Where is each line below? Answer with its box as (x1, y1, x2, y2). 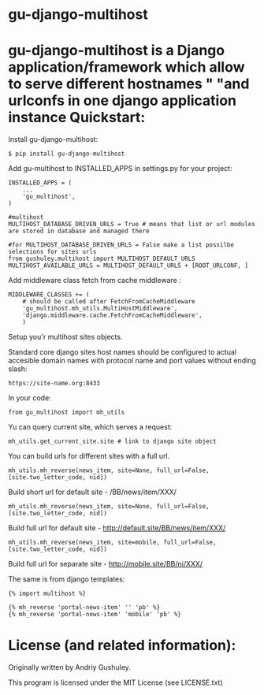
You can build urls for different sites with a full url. (8, 452, 170, 461)
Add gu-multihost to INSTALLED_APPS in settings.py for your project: (8, 164, 232, 173)
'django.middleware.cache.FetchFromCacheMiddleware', (22, 311, 203, 320)
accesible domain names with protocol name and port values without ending (8, 356, 256, 366)
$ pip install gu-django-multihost (8, 150, 125, 158)
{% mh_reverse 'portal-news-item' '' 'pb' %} (8, 604, 160, 611)
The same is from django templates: (8, 574, 125, 584)
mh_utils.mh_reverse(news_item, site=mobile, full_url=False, (8, 538, 217, 547)
